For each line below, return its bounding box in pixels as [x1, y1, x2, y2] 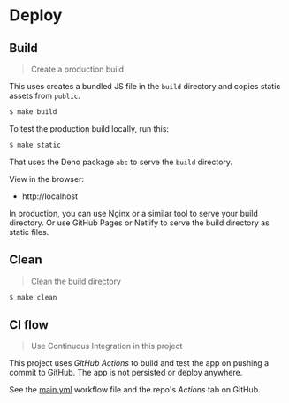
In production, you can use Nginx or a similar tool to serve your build [9, 208, 259, 218]
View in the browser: [9, 173, 84, 184]
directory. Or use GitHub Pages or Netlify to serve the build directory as [9, 217, 270, 228]
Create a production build [30, 64, 125, 74]
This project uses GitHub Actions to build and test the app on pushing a [9, 358, 270, 369]
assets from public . [9, 90, 81, 101]
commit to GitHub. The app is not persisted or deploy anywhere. [9, 368, 243, 378]
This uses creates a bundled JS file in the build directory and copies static [9, 81, 281, 91]
